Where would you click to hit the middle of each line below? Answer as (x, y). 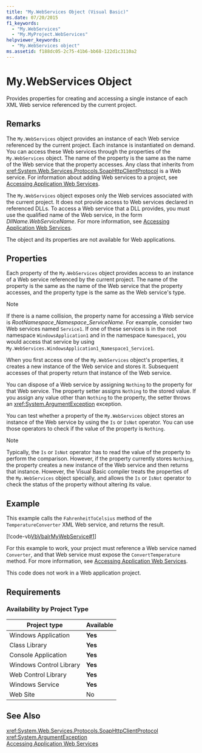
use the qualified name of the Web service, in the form (74, 215)
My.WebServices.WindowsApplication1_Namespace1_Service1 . (80, 348)
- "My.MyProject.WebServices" (50, 35)
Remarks (24, 124)
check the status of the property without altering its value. (79, 485)
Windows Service (34, 684)
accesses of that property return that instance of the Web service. (89, 373)
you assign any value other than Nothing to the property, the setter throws (99, 398)
